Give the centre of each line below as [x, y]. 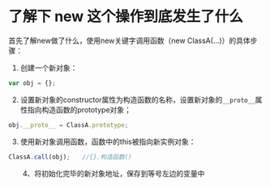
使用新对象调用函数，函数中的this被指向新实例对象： [108, 142]
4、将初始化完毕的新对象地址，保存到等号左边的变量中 [114, 173]
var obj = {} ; [32, 83]
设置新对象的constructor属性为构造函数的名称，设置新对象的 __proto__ [137, 99]
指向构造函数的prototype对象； [79, 109]
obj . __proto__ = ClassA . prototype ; [69, 125]
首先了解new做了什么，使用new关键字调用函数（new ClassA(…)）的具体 [130, 40]
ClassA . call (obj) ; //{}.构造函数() [70, 157]
